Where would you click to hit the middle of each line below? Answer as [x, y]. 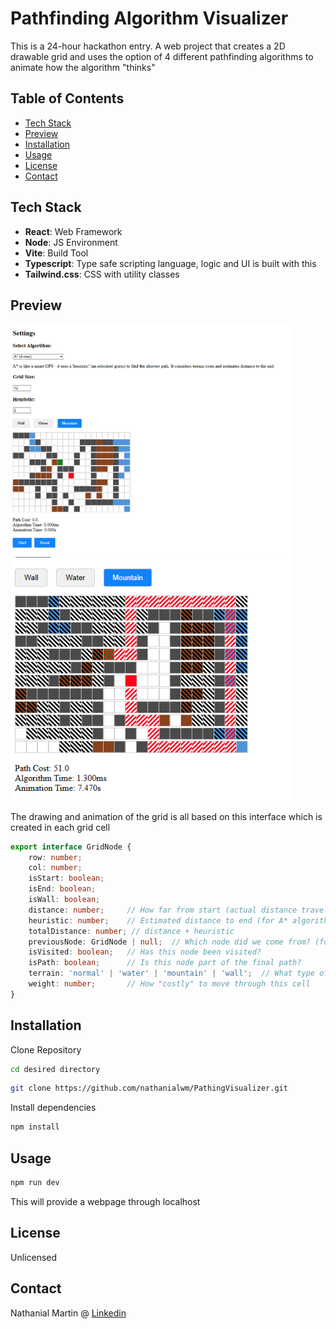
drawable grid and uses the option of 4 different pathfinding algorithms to [162, 56]
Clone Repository [46, 1049]
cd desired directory [55, 1069]
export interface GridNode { [71, 847]
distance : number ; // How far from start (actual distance [163, 910]
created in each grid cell [60, 827]
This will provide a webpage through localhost [105, 1201]
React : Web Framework [73, 231]
